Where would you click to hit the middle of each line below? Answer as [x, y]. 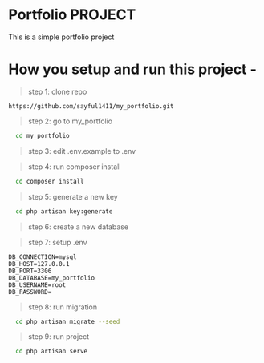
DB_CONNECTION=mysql [43, 257]
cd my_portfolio [43, 135]
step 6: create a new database [78, 227]
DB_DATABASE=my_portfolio [51, 278]
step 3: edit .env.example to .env [82, 151]
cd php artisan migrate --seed [68, 321]
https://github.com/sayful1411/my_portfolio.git [91, 106]
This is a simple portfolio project [61, 37]
